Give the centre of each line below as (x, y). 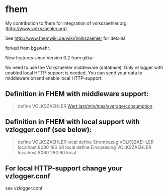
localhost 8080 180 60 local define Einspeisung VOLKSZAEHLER (85, 147)
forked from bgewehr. (28, 48)
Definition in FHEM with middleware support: (77, 94)
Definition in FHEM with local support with (72, 122)
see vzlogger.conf (24, 188)
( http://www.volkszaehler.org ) (36, 28)
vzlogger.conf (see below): (49, 130)
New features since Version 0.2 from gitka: (50, 58)
